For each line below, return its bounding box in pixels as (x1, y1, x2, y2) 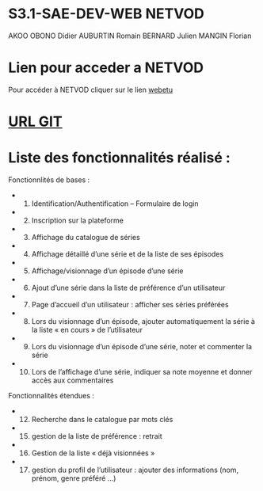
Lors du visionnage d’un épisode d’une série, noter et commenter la (31, 342, 252, 351)
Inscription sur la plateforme (31, 215, 124, 225)
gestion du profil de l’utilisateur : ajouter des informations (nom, (31, 465, 239, 474)
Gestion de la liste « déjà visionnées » (31, 448, 155, 458)
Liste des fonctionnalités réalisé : (8, 149, 231, 167)
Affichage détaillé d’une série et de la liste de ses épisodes (31, 249, 224, 258)
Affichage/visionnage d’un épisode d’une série (31, 266, 184, 276)
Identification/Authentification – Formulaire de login (31, 199, 200, 208)
